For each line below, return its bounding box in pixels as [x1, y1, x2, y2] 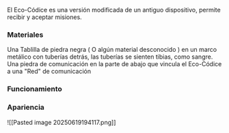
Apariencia [7, 102, 44, 112]
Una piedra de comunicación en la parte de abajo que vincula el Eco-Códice [7, 60, 222, 68]
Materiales [7, 30, 44, 40]
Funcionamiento [7, 85, 63, 94]
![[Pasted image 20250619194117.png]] [7, 118, 116, 126]
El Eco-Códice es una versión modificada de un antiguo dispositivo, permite [7, 6, 221, 14]
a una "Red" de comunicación [7, 68, 91, 76]
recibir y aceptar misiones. [7, 13, 82, 21]
